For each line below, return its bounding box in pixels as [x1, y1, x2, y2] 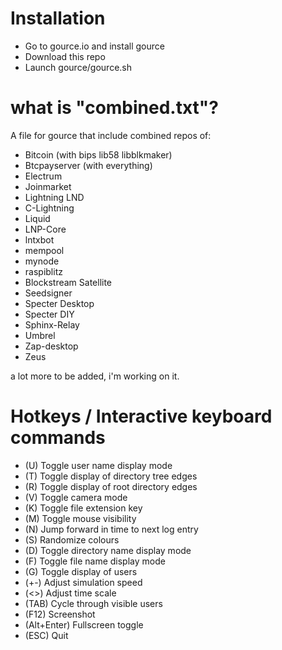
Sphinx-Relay [24, 318, 80, 331]
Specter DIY [24, 308, 75, 320]
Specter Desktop [24, 297, 95, 309]
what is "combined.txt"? [10, 97, 219, 119]
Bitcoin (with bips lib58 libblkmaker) [24, 148, 173, 161]
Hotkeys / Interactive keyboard [10, 405, 273, 428]
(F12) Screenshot [24, 608, 96, 620]
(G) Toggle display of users [24, 565, 138, 577]
